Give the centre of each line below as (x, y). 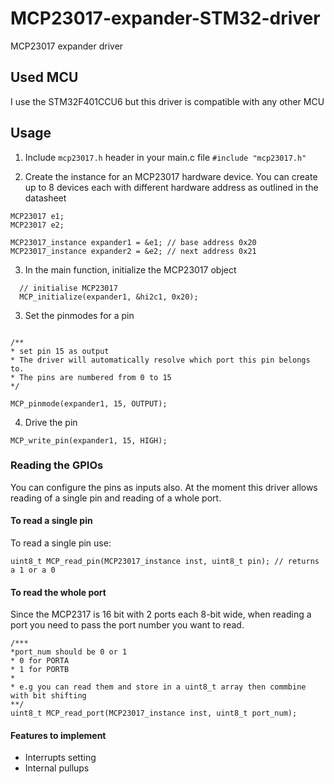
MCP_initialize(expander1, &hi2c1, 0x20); (109, 297)
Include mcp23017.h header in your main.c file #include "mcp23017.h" (165, 157)
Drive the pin (51, 422)
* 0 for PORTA (40, 661)
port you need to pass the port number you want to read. (127, 625)
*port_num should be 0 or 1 (69, 652)
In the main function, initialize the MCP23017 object (130, 269)
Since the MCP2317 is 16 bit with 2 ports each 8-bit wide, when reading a (161, 614)
